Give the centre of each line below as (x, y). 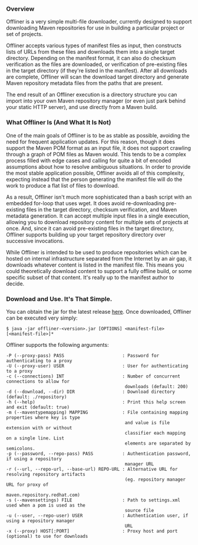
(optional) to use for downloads (47, 536)
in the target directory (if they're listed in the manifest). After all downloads (97, 71)
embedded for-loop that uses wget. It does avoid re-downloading (85, 203)
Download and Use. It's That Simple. (59, 298)
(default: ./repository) (37, 397)
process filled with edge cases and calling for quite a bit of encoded (89, 160)
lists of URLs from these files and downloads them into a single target (90, 52)
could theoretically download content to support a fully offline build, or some (99, 271)
